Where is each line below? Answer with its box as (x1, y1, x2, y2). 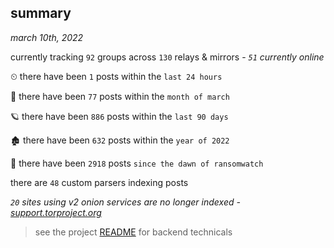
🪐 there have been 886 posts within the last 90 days (10, 110, 229, 122)
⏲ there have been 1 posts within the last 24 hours (10, 70, 223, 82)
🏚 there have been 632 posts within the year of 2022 (10, 134, 230, 146)
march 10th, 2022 (10, 31, 84, 43)
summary (10, 5, 72, 22)
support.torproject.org (10, 206, 102, 218)
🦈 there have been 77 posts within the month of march (10, 90, 230, 102)
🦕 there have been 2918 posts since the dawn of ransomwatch (10, 157, 264, 169)
